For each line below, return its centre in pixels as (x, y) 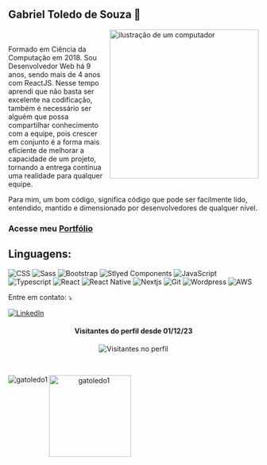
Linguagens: (40, 254)
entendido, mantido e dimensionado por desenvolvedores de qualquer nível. (133, 208)
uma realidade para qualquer (56, 175)
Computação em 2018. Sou (52, 57)
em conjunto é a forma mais (54, 142)
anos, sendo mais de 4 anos (54, 74)
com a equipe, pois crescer (53, 133)
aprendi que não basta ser (51, 91)
